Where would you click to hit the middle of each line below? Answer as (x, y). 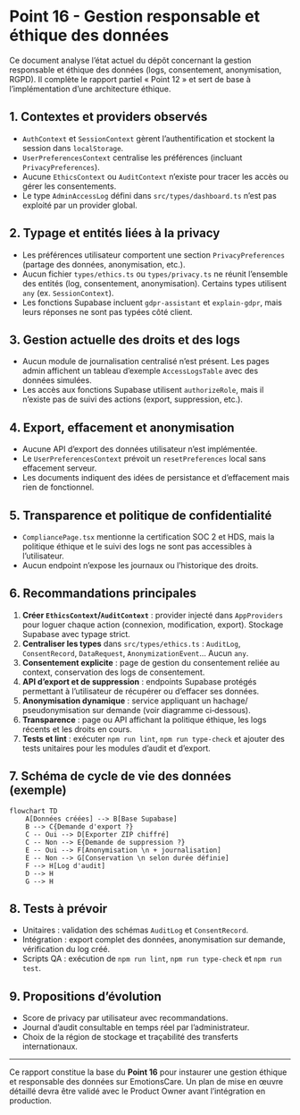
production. (30, 1101)
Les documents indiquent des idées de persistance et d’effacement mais (156, 478)
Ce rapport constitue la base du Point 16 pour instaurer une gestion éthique (148, 1072)
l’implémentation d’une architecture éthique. (90, 89)
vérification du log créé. (66, 949)
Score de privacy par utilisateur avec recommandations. (125, 1018)
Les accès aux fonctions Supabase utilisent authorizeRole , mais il (143, 390)
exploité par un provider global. (80, 205)
